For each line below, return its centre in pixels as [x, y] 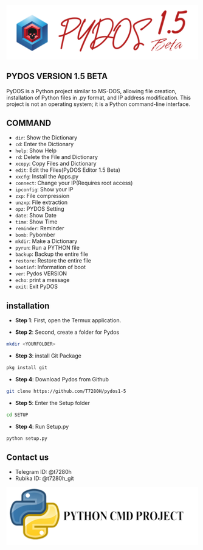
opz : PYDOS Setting [40, 209]
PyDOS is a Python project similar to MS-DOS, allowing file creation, [91, 91]
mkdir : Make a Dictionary [46, 241]
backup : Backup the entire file [51, 254]
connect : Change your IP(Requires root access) [74, 183]
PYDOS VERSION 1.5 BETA [57, 76]
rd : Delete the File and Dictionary [57, 157]
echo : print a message [42, 280]
